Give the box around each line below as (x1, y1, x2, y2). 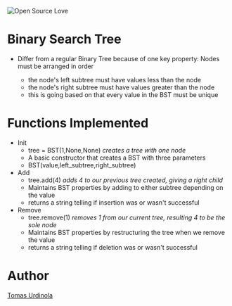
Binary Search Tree (7, 32, 122, 47)
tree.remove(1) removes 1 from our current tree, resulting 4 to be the (27, 213, 226, 222)
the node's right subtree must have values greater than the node (27, 83, 215, 91)
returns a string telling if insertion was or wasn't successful (27, 198, 200, 207)
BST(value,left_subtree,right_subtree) (27, 160, 136, 169)
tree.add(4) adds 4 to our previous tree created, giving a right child (27, 176, 224, 184)
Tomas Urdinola (7, 291, 53, 299)
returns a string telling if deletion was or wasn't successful (27, 243, 198, 251)
